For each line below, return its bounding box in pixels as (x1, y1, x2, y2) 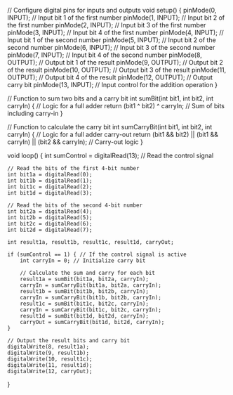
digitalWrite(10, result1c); (7, 356, 93, 363)
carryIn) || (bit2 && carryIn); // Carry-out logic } (7, 138, 144, 146)
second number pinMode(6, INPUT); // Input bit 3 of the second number (7, 44, 215, 51)
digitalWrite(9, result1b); (7, 349, 90, 356)
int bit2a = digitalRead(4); (7, 208, 93, 215)
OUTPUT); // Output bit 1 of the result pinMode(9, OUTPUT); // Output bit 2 (7, 58, 223, 66)
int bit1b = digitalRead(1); (7, 177, 93, 184)
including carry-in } (7, 109, 63, 117)
